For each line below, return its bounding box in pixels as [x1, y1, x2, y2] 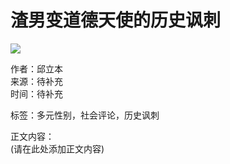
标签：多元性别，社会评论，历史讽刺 [10, 109, 160, 121]
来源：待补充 [10, 75, 63, 87]
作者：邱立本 [10, 62, 63, 75]
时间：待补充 [10, 87, 63, 100]
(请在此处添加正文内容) [10, 142, 105, 155]
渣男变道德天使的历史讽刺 [10, 9, 222, 32]
